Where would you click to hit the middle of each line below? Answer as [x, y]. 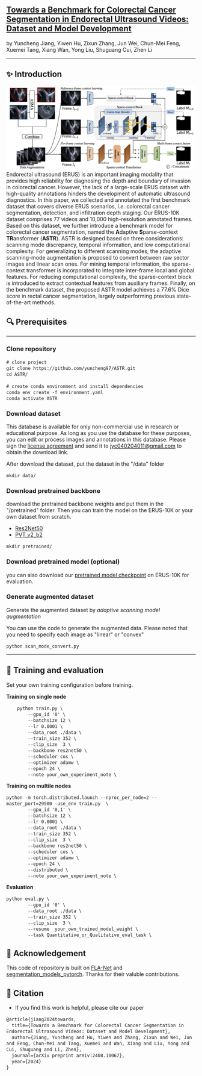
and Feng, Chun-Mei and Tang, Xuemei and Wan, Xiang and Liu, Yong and [98, 1044]
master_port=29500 [29, 804]
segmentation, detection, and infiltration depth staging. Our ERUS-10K [93, 213]
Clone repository [31, 349]
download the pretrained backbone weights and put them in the [85, 504]
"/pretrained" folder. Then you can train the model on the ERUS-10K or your [100, 510]
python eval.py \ [28, 899]
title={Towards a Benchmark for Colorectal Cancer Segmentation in [98, 1026]
